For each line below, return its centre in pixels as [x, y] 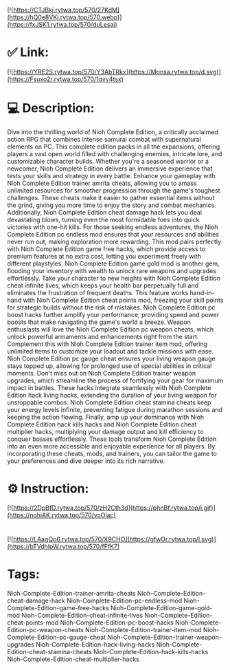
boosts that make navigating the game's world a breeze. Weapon [99, 322]
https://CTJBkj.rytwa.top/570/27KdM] [67, 10]
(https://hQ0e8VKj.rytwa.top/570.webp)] [65, 17]
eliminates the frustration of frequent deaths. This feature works [98, 292]
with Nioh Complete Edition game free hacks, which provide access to [106, 249]
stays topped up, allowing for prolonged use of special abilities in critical [110, 366]
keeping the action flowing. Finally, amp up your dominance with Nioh [106, 417]
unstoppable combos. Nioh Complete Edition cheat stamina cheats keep [109, 402]
